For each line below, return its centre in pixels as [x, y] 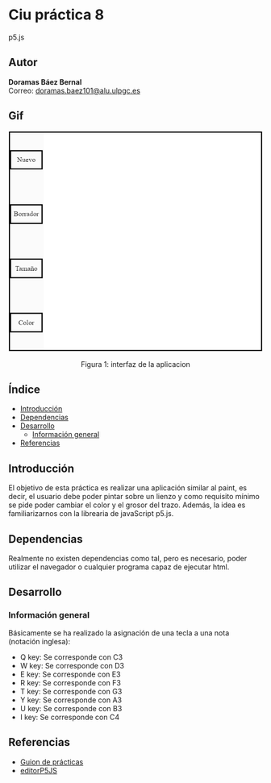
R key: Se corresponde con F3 [70, 682]
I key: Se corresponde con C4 [69, 717]
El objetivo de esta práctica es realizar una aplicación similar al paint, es [128, 488]
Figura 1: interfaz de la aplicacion [135, 364]
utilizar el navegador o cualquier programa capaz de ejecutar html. [119, 567]
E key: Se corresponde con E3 [70, 674]
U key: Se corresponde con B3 [71, 708]
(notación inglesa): [40, 641]
